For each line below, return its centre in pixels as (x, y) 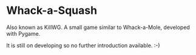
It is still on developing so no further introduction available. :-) (83, 45)
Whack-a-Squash (52, 11)
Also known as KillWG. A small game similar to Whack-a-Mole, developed (98, 27)
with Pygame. (23, 33)
